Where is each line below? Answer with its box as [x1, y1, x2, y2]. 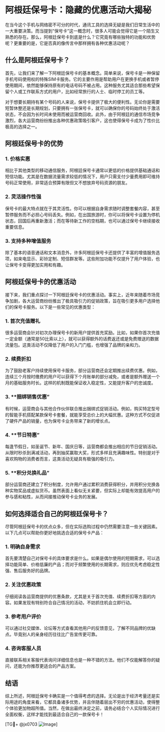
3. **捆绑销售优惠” [5, 394, 50, 400]
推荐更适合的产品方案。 [30, 663, 79, 669]
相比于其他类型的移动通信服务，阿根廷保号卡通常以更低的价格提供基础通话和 [5, 167, 160, 173]
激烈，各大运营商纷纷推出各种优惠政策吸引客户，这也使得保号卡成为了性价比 [5, 117, 160, 123]
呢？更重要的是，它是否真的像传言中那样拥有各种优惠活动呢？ [5, 40, 130, 46]
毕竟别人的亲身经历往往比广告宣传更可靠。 [13, 632, 100, 637]
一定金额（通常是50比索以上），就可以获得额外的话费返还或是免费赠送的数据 [5, 336, 159, 342]
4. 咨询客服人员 [5, 645, 42, 652]
